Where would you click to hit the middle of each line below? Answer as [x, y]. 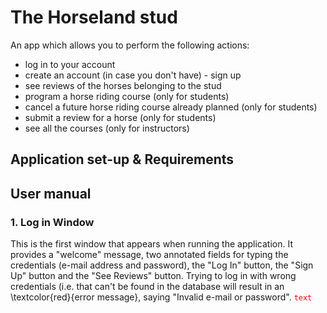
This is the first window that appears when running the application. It [151, 244]
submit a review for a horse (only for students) [120, 117]
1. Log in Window [52, 222]
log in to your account [70, 64]
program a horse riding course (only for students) [127, 96]
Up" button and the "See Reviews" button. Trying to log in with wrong [153, 276]
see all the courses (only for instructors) [107, 128]
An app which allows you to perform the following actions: [130, 45]
